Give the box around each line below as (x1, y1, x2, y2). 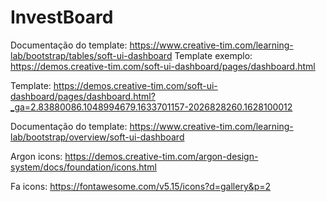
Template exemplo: (174, 49, 253, 61)
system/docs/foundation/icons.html (10, 161, 157, 173)
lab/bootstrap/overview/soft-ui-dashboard (10, 131, 185, 143)
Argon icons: (10, 150, 63, 162)
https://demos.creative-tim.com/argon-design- (64, 150, 259, 162)
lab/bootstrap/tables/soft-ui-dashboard (10, 49, 173, 61)
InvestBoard (10, 6, 114, 29)
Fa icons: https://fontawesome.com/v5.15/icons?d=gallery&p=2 (10, 180, 272, 192)
